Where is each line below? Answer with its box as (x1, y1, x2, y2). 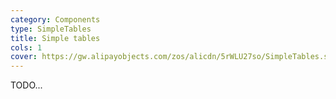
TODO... (10, 79, 43, 91)
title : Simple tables (10, 33, 101, 43)
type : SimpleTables (10, 24, 92, 34)
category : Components (10, 14, 101, 25)
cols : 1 (10, 42, 43, 53)
